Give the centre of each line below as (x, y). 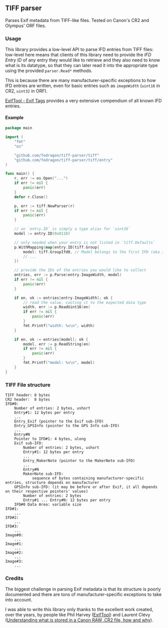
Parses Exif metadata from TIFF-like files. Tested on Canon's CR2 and (77, 20)
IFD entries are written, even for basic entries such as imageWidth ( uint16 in (83, 86)
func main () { (20, 174)
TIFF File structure (28, 384)
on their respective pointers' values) (47, 491)
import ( (14, 137)
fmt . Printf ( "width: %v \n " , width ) (59, 325)
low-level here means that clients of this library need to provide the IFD (78, 55)
